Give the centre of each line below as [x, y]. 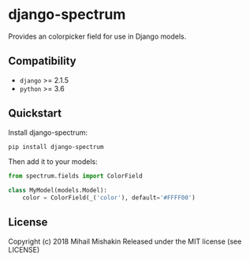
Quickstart [35, 113]
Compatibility [42, 61]
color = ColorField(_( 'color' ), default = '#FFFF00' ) [109, 198]
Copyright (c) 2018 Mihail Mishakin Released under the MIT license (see [125, 241]
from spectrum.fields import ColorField [76, 176]
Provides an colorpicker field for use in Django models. [97, 36]
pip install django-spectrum [56, 147]
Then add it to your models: [53, 162]
